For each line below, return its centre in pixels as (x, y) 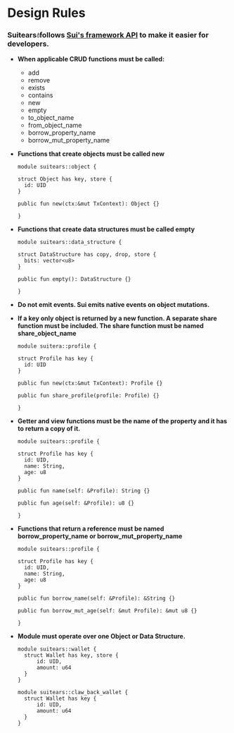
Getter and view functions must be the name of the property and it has (122, 421)
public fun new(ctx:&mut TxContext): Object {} (88, 204)
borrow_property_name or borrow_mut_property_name (100, 536)
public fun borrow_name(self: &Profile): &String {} (96, 599)
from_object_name (55, 126)
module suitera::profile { (57, 346)
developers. (28, 44)
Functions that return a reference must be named (91, 529)
